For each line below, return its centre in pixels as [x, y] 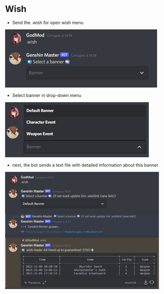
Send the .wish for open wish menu [48, 23]
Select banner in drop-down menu [47, 95]
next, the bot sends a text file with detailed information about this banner [85, 165]
